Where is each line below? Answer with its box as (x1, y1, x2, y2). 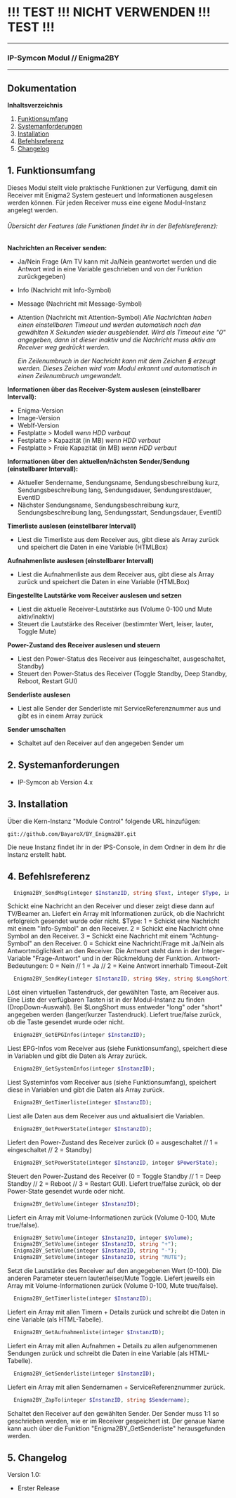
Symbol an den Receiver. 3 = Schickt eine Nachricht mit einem (7, 932, 188, 941)
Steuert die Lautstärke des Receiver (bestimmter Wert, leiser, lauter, (17, 620, 214, 628)
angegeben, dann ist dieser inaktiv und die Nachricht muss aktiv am (17, 335, 216, 344)
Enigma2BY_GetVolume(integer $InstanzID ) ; (13, 1200, 140, 1208)
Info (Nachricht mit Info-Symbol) (17, 286, 112, 295)
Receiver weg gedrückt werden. (17, 343, 110, 351)
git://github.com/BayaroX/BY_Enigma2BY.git (7, 830, 137, 837)
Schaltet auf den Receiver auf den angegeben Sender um (17, 739, 184, 747)
